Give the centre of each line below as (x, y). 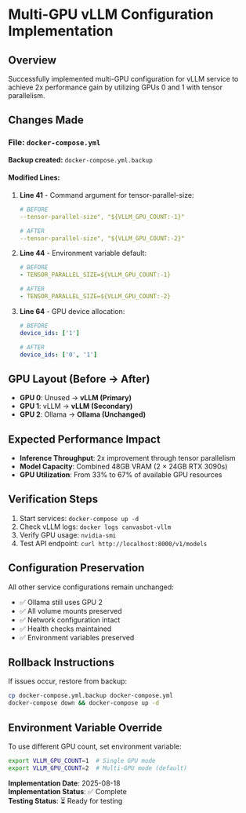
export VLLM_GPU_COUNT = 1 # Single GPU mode (82, 761)
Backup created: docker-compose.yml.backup (80, 159)
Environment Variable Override (85, 727)
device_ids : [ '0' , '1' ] (58, 355)
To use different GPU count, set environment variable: (95, 746)
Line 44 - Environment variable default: (83, 253)
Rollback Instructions (62, 663)
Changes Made (46, 120)
